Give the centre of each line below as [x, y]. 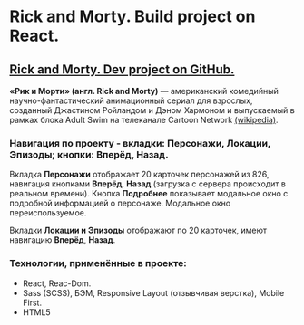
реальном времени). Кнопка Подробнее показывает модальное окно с [149, 194]
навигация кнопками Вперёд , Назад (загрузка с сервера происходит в [147, 184]
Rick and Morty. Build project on [132, 17]
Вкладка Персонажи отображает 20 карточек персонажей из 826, [139, 175]
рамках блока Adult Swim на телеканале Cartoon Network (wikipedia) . [144, 120]
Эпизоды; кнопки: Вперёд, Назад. [89, 154]
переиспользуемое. [48, 213]
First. [32, 302]
